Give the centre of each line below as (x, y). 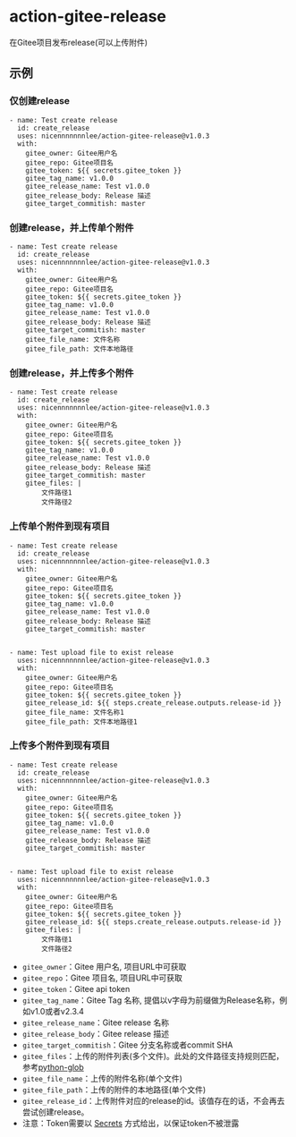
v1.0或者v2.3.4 (57, 1011)
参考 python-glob (53, 1067)
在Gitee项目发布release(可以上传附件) (79, 42)
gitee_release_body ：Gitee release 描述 (96, 1033)
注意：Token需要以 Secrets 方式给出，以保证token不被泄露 (131, 1123)
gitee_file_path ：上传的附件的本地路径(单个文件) (114, 1090)
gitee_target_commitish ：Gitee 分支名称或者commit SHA (127, 1045)
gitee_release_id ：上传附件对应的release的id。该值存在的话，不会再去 (153, 1100)
